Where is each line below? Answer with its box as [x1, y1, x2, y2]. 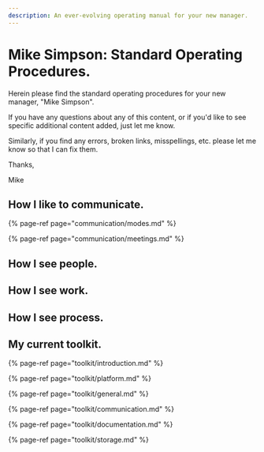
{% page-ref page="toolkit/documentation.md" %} [8, 420, 173, 429]
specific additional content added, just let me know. [8, 120, 176, 130]
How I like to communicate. [8, 198, 144, 211]
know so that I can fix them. [8, 144, 99, 154]
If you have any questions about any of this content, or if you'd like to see [8, 112, 247, 122]
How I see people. [8, 257, 98, 270]
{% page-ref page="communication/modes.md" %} [8, 219, 177, 228]
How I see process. [8, 311, 104, 324]
